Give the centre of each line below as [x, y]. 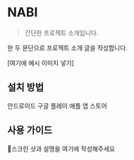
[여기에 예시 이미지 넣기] [41, 63]
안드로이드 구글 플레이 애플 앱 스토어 [57, 105]
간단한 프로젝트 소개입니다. [61, 33]
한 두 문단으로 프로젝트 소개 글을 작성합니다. [68, 47]
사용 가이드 [30, 131]
